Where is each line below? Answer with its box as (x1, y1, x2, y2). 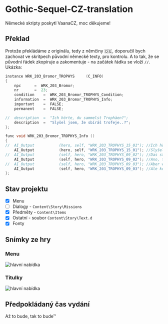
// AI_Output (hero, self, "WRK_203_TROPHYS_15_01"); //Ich (5, 143, 157, 148)
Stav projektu (5, 184, 48, 193)
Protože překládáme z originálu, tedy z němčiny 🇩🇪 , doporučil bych (5, 47, 146, 53)
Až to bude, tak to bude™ (5, 313, 56, 319)
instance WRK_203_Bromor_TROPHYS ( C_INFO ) (5, 73, 104, 78)
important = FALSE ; (14, 101, 64, 106)
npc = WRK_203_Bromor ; (14, 83, 75, 88)
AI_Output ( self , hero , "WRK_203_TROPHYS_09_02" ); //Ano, (14, 156, 160, 162)
